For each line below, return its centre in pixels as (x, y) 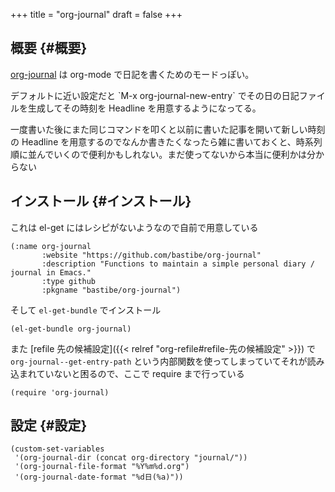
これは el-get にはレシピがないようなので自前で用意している (134, 227)
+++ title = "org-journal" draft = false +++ (96, 14)
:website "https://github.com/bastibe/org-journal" (151, 255)
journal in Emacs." (51, 272)
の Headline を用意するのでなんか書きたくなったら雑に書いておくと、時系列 (166, 141)
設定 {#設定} (49, 425)
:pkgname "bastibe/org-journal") (111, 290)
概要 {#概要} (49, 48)
